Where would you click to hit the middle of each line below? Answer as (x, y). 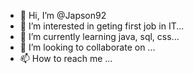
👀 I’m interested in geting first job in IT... (102, 26)
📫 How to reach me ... (66, 58)
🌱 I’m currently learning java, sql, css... (99, 36)
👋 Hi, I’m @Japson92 (63, 15)
